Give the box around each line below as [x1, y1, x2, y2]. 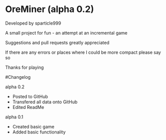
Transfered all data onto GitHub [12, 99, 78, 105]
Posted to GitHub [12, 93, 49, 99]
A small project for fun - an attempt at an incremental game [5, 30, 128, 36]
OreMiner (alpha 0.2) [5, 4, 94, 15]
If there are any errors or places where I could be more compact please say [5, 49, 161, 55]
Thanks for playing [5, 64, 44, 70]
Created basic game [12, 123, 55, 129]
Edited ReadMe [12, 104, 44, 110]
